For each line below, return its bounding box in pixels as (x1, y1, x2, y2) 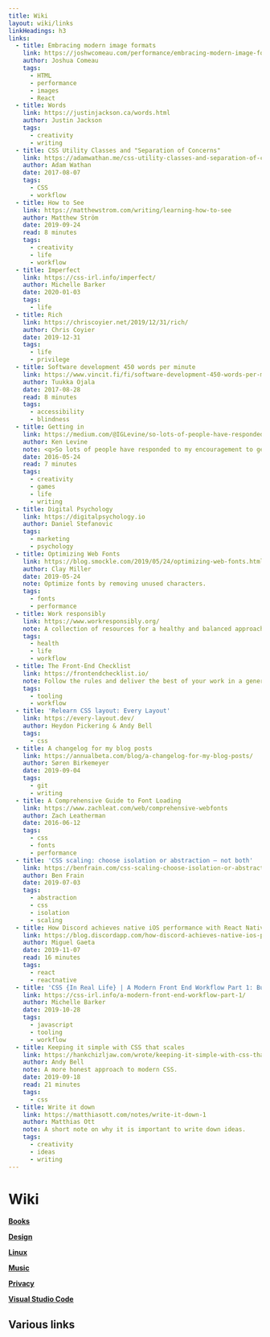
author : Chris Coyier (22, 326, 95, 334)
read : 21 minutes (22, 1081, 81, 1089)
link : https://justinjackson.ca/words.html (22, 109, 171, 117)
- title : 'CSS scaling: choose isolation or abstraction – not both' (15, 856, 253, 864)
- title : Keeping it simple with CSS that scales (15, 1043, 185, 1052)
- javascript (29, 1021, 74, 1029)
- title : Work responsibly (15, 609, 106, 617)
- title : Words (15, 101, 67, 109)
